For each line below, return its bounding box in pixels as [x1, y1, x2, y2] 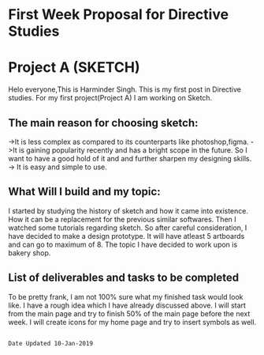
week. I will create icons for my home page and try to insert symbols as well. [8, 317, 257, 327]
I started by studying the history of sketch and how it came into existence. [8, 206, 248, 215]
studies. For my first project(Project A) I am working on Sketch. [8, 93, 213, 103]
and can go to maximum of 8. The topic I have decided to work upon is [8, 240, 238, 249]
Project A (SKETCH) [8, 59, 140, 77]
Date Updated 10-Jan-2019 [8, 339, 93, 347]
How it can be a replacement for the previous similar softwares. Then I [8, 214, 236, 224]
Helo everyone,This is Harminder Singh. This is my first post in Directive [8, 85, 242, 94]
